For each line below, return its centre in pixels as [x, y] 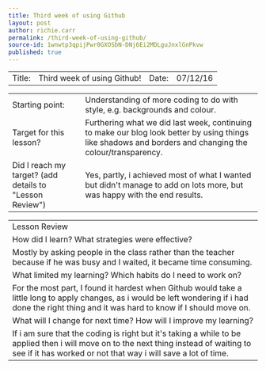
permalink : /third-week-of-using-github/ [78, 38]
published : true [35, 52]
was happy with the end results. [144, 195]
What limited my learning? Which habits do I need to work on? [127, 275]
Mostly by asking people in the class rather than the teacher [123, 252]
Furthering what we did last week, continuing [168, 122]
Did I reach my [39, 165]
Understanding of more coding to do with [162, 100]
